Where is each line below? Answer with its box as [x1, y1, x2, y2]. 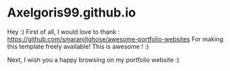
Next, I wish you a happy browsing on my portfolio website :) [7, 55, 180, 63]
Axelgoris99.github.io [7, 5, 136, 21]
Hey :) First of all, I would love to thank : [7, 28, 120, 36]
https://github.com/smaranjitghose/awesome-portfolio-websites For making [7, 34, 224, 43]
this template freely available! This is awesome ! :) [7, 42, 149, 50]
